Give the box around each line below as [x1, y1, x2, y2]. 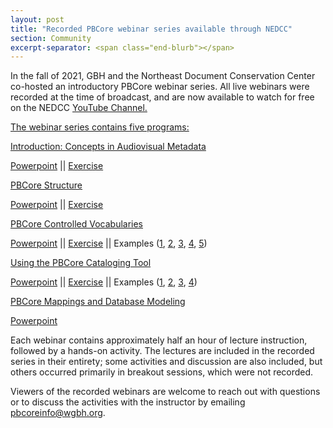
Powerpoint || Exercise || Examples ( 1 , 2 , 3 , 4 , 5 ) [10, 237, 208, 250]
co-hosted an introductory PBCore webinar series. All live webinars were [10, 81, 310, 93]
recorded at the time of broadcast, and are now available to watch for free [10, 91, 315, 103]
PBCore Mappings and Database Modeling [10, 296, 186, 308]
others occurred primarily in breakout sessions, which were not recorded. [10, 366, 314, 378]
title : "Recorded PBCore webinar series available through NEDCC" [10, 24, 293, 34]
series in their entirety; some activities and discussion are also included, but [10, 356, 323, 368]
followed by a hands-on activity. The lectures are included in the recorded [10, 345, 315, 357]
